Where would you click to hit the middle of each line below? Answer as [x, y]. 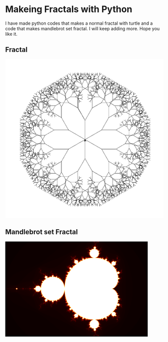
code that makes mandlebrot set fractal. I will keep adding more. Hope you [82, 28]
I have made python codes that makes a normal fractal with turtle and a [79, 23]
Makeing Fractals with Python [69, 9]
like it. [11, 34]
